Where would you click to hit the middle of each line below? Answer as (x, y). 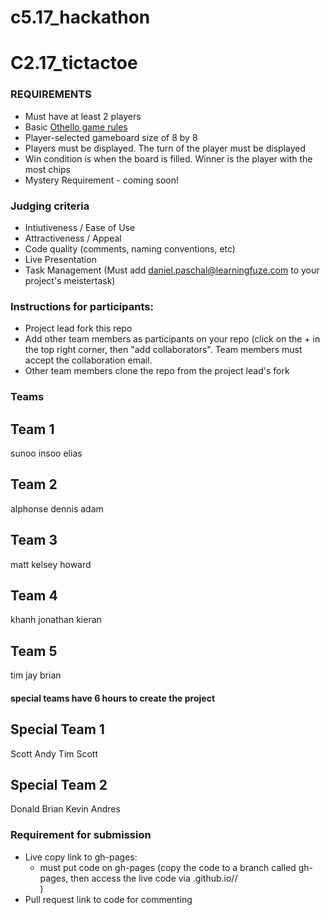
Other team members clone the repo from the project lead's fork (157, 371)
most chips (47, 169)
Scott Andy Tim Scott (54, 753)
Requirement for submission (81, 835)
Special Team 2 (59, 785)
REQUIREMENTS (51, 94)
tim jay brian (36, 675)
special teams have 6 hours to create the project (113, 698)
